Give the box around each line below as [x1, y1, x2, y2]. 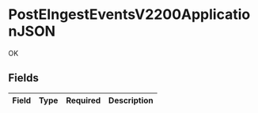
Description [108, 95, 154, 106]
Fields [8, 71, 40, 85]
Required [66, 95, 101, 106]
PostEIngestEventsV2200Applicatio [8, 6, 251, 24]
